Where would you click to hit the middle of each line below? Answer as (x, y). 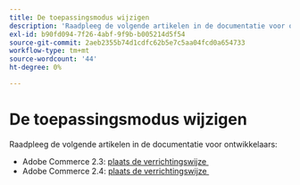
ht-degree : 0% (36, 68)
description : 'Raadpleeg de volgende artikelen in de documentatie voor (147, 26)
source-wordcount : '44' (54, 59)
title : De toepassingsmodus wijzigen (79, 17)
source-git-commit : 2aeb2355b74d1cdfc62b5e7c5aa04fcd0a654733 (127, 42)
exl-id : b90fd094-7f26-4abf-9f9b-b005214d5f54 (97, 34)
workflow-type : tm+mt (50, 51)
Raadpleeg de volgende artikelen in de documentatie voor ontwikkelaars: (144, 144)
